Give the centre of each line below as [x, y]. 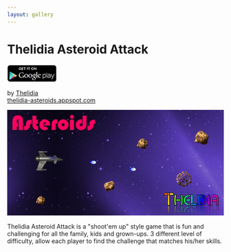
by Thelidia [23, 93]
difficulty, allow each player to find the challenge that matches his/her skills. [114, 241]
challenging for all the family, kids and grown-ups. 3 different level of [105, 233]
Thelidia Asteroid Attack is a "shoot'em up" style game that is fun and [106, 226]
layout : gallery [30, 14]
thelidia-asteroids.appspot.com [52, 100]
